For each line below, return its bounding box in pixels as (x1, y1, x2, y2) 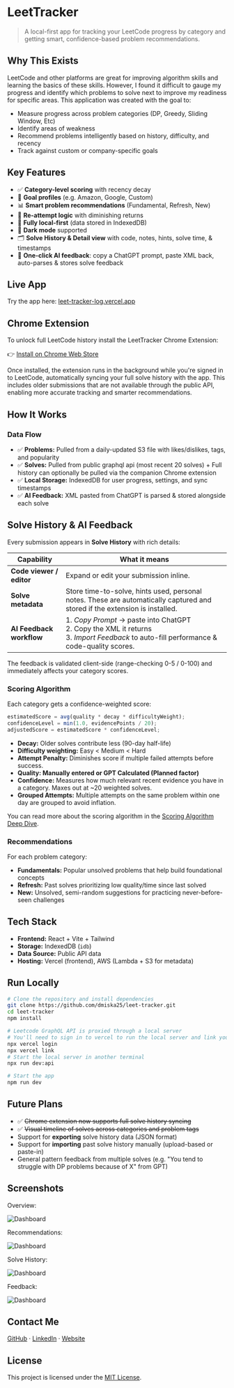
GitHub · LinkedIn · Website (7, 1334, 86, 1343)
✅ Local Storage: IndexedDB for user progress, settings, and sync (17, 475, 208, 484)
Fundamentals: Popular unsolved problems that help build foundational (17, 866, 223, 874)
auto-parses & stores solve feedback (17, 258, 124, 267)
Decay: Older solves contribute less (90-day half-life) (17, 739, 172, 747)
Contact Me (7, 1316, 59, 1328)
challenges (33, 895, 65, 904)
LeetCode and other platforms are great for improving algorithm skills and (7, 73, 219, 82)
